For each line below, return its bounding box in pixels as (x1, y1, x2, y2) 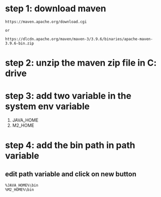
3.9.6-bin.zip (5, 40, 34, 46)
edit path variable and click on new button (5, 170, 137, 178)
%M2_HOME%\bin (5, 187, 34, 193)
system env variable (5, 101, 90, 112)
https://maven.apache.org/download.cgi (5, 19, 87, 24)
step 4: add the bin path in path (5, 140, 135, 151)
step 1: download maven (5, 3, 106, 14)
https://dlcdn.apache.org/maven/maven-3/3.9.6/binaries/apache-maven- (5, 37, 153, 41)
